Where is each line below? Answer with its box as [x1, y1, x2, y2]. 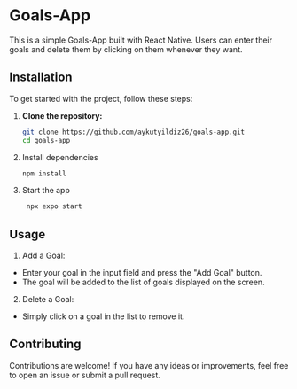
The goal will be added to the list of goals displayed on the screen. [21, 276, 265, 288]
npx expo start [26, 202, 82, 211]
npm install [21, 169, 66, 178]
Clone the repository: [21, 110, 103, 121]
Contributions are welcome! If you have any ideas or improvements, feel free [9, 360, 289, 370]
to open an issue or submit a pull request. [9, 370, 161, 380]
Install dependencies [21, 152, 99, 162]
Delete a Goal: [21, 294, 74, 305]
